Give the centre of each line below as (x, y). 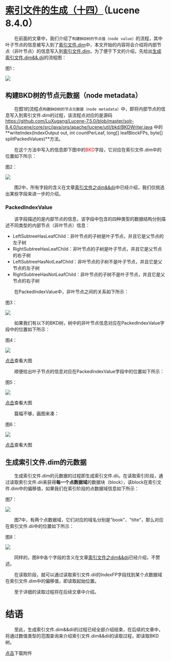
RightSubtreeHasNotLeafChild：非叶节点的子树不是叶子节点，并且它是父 (89, 275)
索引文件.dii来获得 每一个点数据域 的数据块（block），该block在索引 (88, 482)
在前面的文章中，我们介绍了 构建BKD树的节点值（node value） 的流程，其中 (89, 38)
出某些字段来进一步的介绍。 (34, 193)
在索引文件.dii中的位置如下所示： (40, 526)
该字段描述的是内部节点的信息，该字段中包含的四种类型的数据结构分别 (88, 219)
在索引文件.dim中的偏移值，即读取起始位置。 (52, 581)
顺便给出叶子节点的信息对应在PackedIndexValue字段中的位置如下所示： (89, 372)
